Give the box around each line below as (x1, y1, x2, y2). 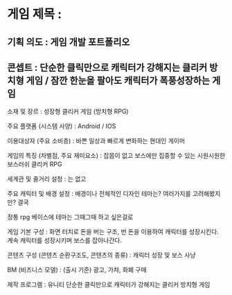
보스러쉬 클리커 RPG (7, 160, 62, 168)
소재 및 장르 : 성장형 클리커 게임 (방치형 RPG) (7, 107, 130, 116)
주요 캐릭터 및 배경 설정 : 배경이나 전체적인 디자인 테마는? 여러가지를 (7, 190, 192, 198)
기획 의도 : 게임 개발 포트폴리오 (7, 36, 130, 48)
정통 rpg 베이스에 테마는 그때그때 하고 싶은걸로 (7, 213, 134, 222)
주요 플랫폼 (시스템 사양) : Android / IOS (7, 122, 116, 130)
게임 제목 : (7, 6, 62, 22)
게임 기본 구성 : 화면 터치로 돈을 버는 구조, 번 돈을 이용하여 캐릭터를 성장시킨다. (7, 228, 220, 236)
